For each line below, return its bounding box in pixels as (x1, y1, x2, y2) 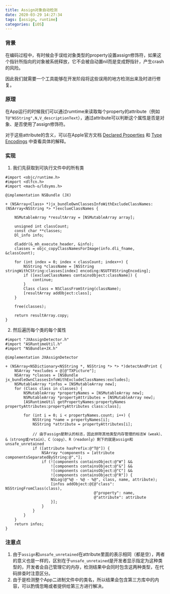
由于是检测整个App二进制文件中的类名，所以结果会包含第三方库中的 (12, 577, 155, 583)
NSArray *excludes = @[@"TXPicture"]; (14, 369, 96, 374)
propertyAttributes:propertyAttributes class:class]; (5, 404, 122, 409)
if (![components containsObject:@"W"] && (41, 459, 133, 465)
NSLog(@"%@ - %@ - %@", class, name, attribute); (50, 477, 158, 483)
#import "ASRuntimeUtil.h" (5, 342, 62, 347)
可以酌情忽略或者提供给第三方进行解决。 (21, 583, 107, 589)
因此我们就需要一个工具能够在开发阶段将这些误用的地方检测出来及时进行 (5, 75, 156, 81)
